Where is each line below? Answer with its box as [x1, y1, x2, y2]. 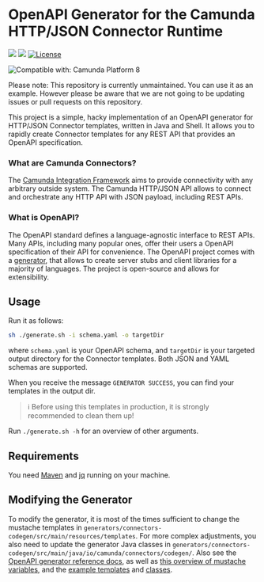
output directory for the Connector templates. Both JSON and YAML [8, 354, 230, 363]
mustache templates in [8, 523, 83, 532]
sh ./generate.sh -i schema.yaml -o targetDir [8, 331, 164, 340]
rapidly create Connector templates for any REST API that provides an [8, 129, 236, 139]
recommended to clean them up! [27, 411, 134, 420]
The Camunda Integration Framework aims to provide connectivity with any [8, 176, 254, 185]
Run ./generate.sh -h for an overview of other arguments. [8, 426, 199, 436]
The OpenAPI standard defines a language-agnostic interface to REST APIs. [8, 230, 255, 239]
